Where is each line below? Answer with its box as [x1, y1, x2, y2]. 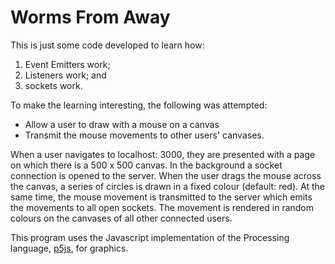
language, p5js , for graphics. [10, 242, 129, 254]
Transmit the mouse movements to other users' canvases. [24, 129, 265, 141]
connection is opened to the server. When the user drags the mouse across [10, 169, 322, 181]
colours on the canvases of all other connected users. [10, 212, 233, 224]
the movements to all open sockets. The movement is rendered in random [10, 201, 315, 213]
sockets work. [24, 79, 83, 91]
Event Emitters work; [24, 58, 111, 70]
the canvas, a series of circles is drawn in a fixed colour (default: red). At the [10, 180, 325, 192]
